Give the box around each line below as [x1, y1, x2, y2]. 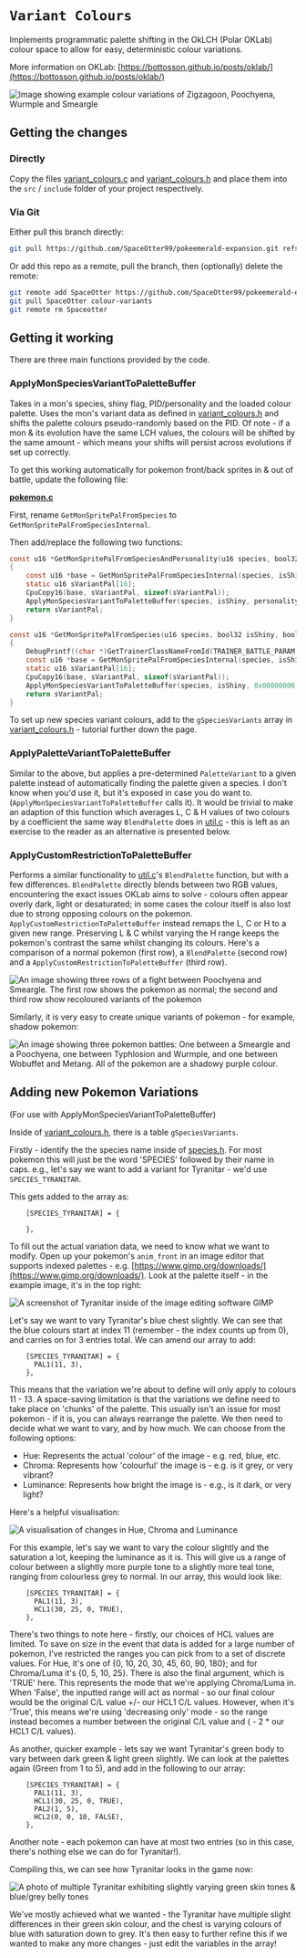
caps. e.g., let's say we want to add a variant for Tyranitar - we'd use [9, 1163, 268, 1175]
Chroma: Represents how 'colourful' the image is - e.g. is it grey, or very [22, 1460, 293, 1471]
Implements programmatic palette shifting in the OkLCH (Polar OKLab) [9, 34, 273, 45]
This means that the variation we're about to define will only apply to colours [9, 1384, 297, 1395]
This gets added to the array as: [9, 1190, 129, 1202]
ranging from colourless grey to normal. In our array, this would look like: [9, 1571, 282, 1582]
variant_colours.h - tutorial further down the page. [9, 724, 198, 735]
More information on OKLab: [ [9, 61, 121, 72]
